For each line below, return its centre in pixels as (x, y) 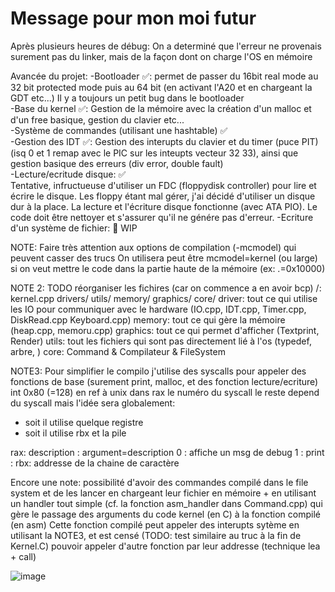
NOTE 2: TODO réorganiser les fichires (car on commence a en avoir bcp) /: (166, 288)
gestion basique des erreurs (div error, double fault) (117, 163)
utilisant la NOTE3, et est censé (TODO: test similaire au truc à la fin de (156, 535)
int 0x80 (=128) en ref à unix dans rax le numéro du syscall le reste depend (165, 392)
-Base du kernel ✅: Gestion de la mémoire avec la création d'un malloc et (161, 108)
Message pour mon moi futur (133, 18)
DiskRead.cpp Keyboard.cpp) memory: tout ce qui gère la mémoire (148, 319)
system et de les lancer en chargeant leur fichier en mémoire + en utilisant (163, 493)
